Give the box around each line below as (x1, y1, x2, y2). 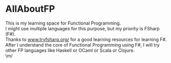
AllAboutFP (5, 3, 55, 15)
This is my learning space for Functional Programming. (5, 20, 121, 26)
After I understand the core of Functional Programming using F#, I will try (5, 41, 160, 48)
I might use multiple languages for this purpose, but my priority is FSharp (5, 25, 160, 31)
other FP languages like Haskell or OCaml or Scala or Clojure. (5, 47, 135, 53)
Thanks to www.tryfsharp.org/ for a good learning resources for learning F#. (5, 36, 167, 43)
